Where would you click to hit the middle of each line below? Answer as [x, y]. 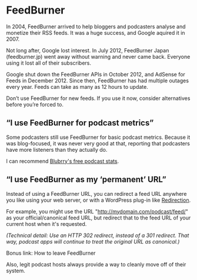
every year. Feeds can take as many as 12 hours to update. [77, 86]
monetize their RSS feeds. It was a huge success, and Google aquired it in [96, 32]
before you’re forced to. [35, 104]
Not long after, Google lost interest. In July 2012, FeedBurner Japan [88, 50]
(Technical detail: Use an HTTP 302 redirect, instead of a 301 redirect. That [98, 235]
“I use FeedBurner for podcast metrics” [80, 123]
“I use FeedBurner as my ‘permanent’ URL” [86, 180]
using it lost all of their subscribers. [49, 63]
